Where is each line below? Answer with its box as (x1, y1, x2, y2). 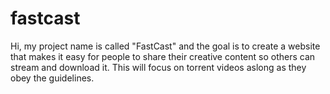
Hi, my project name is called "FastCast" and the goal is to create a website (10, 40, 321, 52)
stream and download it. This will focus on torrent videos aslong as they (10, 61, 307, 73)
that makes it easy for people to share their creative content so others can (10, 50, 316, 62)
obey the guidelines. (10, 72, 95, 84)
